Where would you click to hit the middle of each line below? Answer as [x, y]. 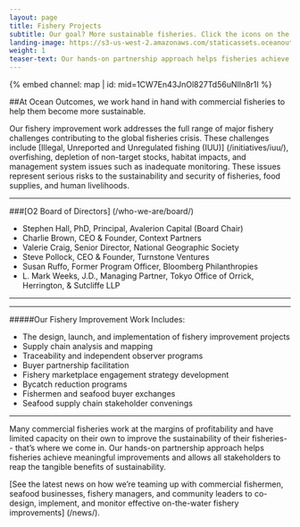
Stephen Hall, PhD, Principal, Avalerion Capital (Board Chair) [133, 228]
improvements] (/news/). [55, 513]
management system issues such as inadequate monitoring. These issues [145, 167]
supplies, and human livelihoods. [70, 185]
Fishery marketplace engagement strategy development [125, 375]
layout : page [33, 17]
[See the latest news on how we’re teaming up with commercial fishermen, [146, 484]
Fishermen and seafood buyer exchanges [99, 393]
